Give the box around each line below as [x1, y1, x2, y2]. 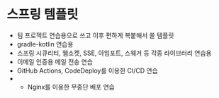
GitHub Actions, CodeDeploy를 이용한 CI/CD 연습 [16, 66, 159, 75]
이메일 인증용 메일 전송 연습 [16, 57, 94, 66]
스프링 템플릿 [6, 6, 79, 23]
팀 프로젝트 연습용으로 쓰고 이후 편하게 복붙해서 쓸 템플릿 [16, 31, 174, 39]
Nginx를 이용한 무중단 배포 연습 [27, 82, 115, 91]
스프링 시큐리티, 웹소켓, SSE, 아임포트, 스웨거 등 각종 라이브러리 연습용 [16, 49, 212, 57]
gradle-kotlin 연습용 [16, 39, 74, 48]
